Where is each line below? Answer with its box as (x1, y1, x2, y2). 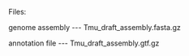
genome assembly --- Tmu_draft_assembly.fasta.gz (8, 23, 181, 32)
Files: (8, 7, 27, 16)
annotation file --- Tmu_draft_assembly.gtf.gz (8, 38, 160, 48)
